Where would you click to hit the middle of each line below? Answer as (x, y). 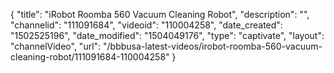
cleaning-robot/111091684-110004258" (90, 57)
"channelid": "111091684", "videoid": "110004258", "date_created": (146, 25)
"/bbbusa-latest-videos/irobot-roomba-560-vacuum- (213, 46)
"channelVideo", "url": (56, 46)
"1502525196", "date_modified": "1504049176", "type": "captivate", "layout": (167, 35)
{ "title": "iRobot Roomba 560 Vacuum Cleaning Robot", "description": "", (160, 14)
